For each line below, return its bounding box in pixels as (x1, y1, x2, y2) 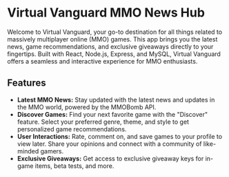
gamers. (40, 147, 64, 155)
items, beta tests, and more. (34, 161, 114, 170)
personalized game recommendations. (17, 124, 127, 133)
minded (17, 147, 39, 155)
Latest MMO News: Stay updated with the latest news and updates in (17, 95, 215, 104)
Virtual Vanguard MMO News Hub (7, 5, 206, 21)
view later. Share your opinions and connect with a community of (17, 140, 202, 148)
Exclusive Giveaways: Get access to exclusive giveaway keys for (17, 154, 204, 162)
